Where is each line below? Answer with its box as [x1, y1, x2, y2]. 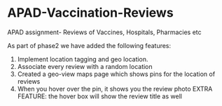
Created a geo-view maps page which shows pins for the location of [17, 70, 216, 78]
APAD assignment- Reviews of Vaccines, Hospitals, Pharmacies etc [7, 28, 202, 36]
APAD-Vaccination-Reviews [7, 5, 174, 21]
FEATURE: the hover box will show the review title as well [17, 92, 182, 100]
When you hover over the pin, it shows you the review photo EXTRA [17, 84, 213, 93]
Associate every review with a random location [17, 62, 153, 70]
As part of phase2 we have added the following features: [7, 41, 172, 50]
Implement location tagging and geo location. [17, 54, 148, 63]
